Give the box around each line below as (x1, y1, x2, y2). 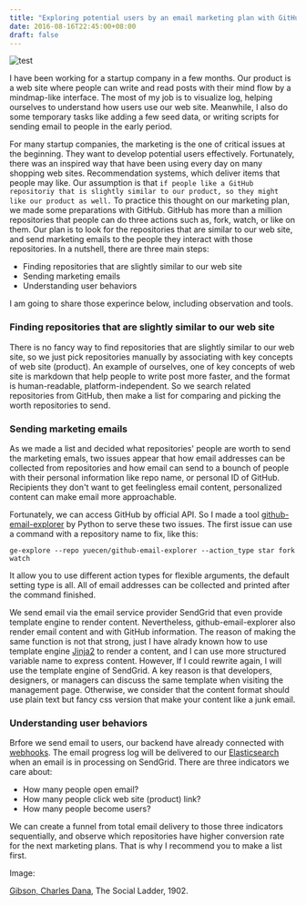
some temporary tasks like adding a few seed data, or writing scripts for (9, 111, 280, 123)
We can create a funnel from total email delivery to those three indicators (9, 821, 284, 832)
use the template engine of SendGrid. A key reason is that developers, (9, 665, 273, 676)
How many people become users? (22, 803, 152, 815)
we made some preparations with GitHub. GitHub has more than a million (9, 205, 283, 216)
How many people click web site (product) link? (22, 794, 202, 805)
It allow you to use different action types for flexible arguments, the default (9, 570, 290, 581)
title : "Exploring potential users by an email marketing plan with (9, 13, 275, 23)
